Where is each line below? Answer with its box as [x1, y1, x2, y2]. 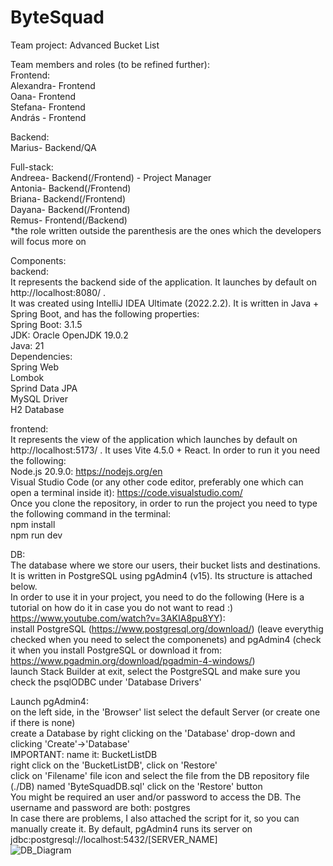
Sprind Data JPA [10, 382, 78, 394]
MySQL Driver [10, 392, 69, 405]
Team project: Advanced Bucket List [10, 39, 160, 51]
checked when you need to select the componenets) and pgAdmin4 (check [10, 633, 322, 645]
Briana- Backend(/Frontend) [10, 192, 126, 205]
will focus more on [10, 235, 87, 247]
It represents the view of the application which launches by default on [10, 433, 298, 445]
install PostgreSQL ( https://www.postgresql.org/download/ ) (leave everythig [10, 622, 324, 635]
